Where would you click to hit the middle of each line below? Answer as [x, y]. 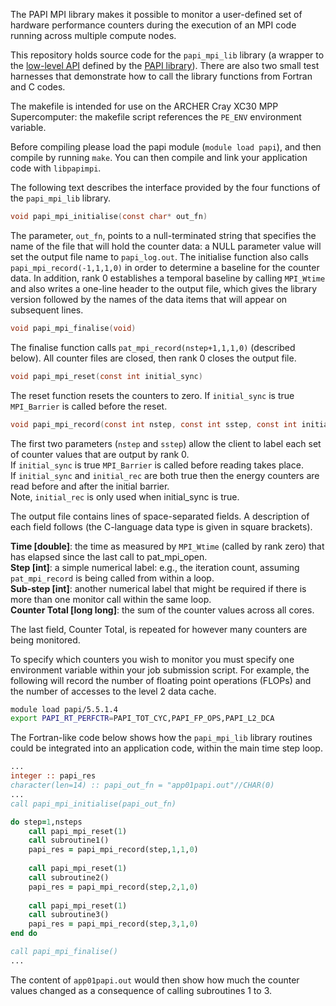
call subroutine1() [69, 840]
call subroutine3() [69, 915]
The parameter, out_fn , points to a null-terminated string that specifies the [163, 235]
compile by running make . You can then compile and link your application [159, 157]
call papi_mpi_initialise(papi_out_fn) [93, 804]
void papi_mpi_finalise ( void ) [73, 328]
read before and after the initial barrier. [90, 486]
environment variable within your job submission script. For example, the [160, 670]
